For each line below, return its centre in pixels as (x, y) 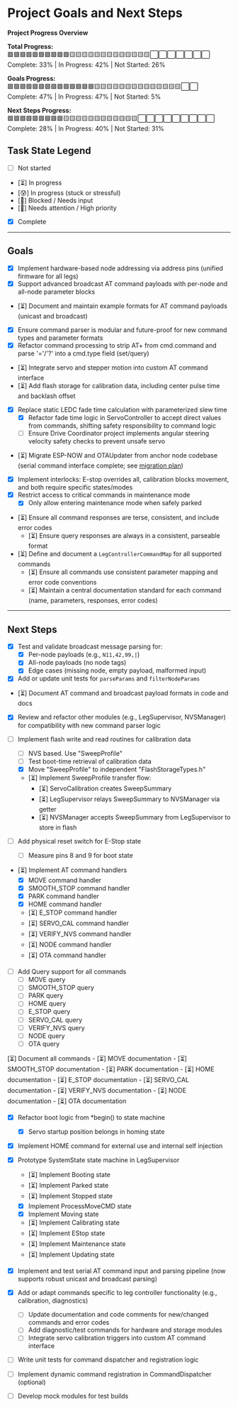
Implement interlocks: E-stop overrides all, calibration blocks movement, (123, 480)
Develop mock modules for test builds (73, 1396)
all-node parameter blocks (56, 292)
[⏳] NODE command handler (70, 944)
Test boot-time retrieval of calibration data (90, 761)
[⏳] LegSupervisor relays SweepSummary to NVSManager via (129, 799)
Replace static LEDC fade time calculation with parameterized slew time (123, 409)
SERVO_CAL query (55, 1020)
